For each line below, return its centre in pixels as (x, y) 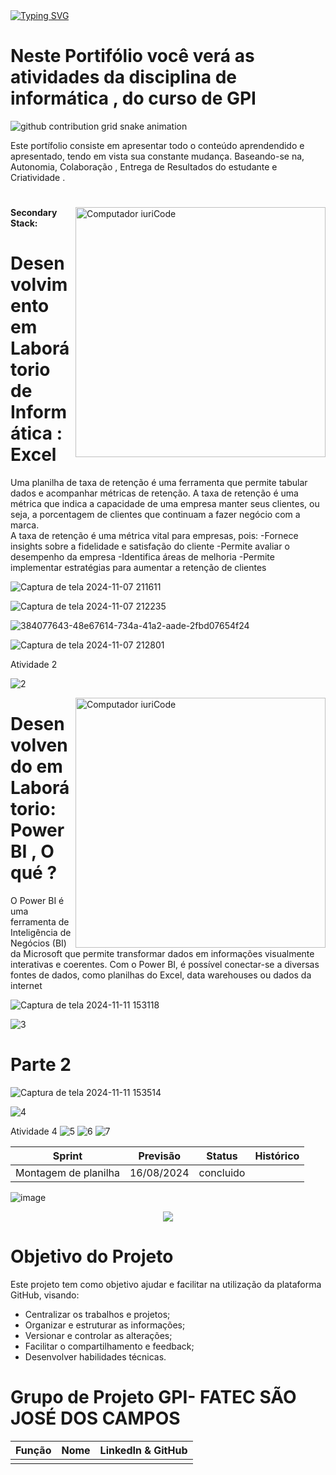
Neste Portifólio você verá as (132, 56)
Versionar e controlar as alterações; (98, 1335)
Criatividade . (38, 177)
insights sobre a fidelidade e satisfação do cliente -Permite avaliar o (150, 546)
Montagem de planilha (67, 1172)
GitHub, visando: (45, 1295)
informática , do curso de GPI (133, 98)
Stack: (24, 223)
